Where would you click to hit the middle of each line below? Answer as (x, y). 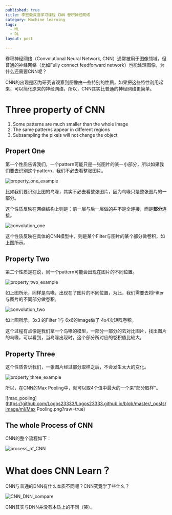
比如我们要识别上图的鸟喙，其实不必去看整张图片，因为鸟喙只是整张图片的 (84, 191)
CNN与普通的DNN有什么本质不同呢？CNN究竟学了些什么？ (67, 486)
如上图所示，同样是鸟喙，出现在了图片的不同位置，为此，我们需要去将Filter (85, 293)
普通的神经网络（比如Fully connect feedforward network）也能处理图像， (83, 65)
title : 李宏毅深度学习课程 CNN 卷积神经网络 (48, 15)
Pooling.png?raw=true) (61, 409)
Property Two (28, 259)
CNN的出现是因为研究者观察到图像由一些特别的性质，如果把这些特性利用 (82, 82)
